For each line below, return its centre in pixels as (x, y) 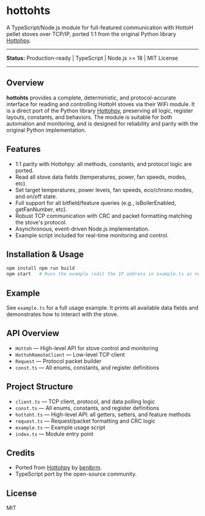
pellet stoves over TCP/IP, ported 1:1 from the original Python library (91, 34)
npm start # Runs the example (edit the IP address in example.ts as (99, 274)
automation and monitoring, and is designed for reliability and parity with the (102, 123)
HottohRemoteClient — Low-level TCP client (70, 354)
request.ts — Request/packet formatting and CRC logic (85, 421)
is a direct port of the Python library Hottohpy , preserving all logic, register (100, 110)
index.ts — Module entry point (54, 434)
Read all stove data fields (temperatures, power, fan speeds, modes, (101, 177)
